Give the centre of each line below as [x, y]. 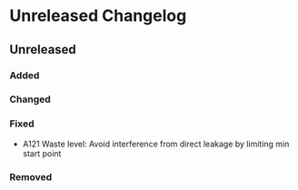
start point [42, 153]
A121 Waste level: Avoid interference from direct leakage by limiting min [156, 144]
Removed [31, 176]
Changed [30, 99]
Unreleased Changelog [98, 16]
